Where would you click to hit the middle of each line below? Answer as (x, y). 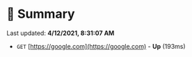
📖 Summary (41, 14)
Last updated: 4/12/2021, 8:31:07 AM (61, 33)
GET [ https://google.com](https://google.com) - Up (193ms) (101, 46)
